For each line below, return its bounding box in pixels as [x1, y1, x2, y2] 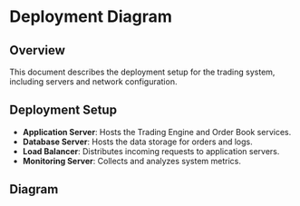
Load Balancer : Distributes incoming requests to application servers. [22, 145, 280, 156]
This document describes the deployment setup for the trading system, [9, 66, 276, 77]
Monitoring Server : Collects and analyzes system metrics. [22, 155, 242, 166]
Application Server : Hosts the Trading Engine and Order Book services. [22, 126, 292, 137]
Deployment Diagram [9, 6, 172, 27]
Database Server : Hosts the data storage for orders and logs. [22, 136, 253, 147]
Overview [9, 43, 66, 58]
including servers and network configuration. [9, 76, 178, 87]
